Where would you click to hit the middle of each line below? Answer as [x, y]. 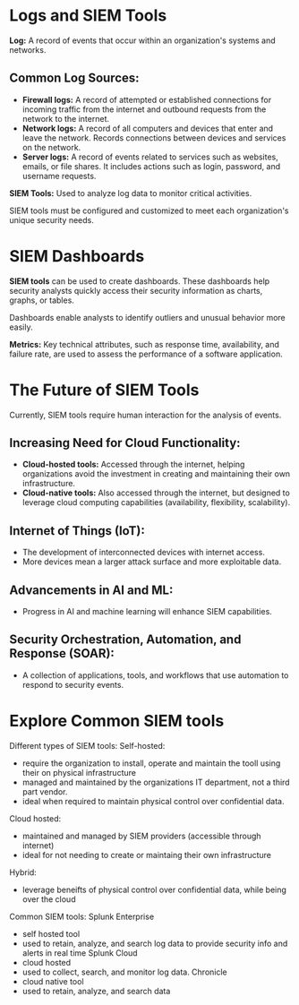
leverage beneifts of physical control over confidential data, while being [154, 889]
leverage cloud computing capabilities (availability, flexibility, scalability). [156, 502]
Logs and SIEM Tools [88, 16]
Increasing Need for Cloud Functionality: [125, 443]
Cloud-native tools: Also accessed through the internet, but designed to [156, 493]
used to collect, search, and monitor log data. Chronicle [125, 972]
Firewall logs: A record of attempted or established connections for [147, 99]
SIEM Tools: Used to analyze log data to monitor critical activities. [131, 193]
